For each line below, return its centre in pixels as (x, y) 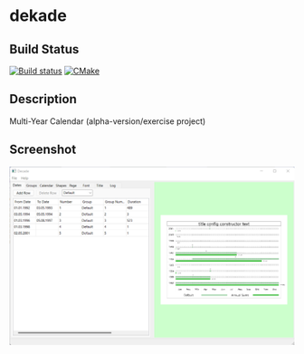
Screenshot (43, 150)
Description (43, 99)
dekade (38, 16)
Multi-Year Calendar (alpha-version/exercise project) (108, 121)
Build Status (44, 49)
